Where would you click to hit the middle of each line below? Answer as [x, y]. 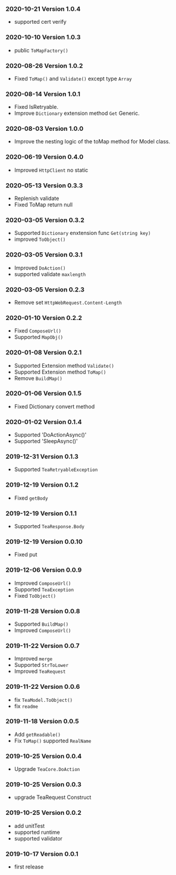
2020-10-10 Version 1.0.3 [43, 37]
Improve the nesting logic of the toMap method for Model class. [92, 142]
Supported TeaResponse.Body [49, 526]
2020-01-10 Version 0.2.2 [44, 318]
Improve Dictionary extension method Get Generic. [77, 113]
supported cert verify [40, 22]
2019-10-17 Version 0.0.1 [42, 854]
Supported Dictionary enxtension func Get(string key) [82, 233]
